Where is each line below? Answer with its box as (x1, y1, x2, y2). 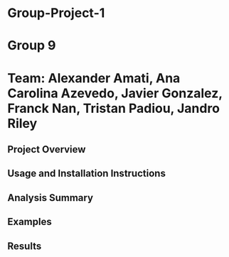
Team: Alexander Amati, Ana (7, 70, 181, 86)
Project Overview (7, 143, 86, 155)
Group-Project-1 (7, 5, 105, 21)
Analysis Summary (7, 192, 94, 204)
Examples (7, 216, 52, 228)
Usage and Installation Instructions (7, 168, 166, 180)
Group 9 (7, 38, 56, 54)
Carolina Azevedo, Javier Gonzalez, (7, 85, 223, 101)
